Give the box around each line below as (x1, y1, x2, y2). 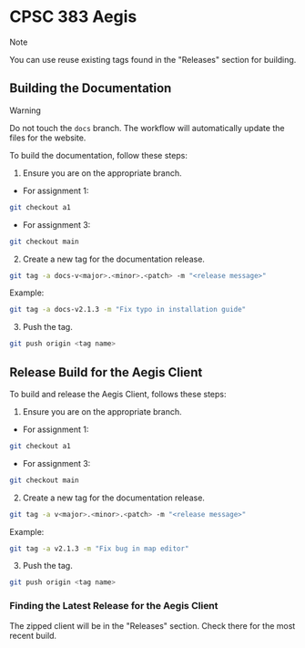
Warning (9, 105, 41, 116)
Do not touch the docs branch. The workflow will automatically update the (9, 122, 285, 133)
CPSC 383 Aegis (9, 6, 137, 27)
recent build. (9, 630, 57, 641)
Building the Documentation (9, 80, 172, 97)
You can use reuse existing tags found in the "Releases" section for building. (9, 54, 297, 65)
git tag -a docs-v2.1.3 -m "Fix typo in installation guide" (9, 305, 247, 314)
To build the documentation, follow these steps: (9, 149, 188, 160)
